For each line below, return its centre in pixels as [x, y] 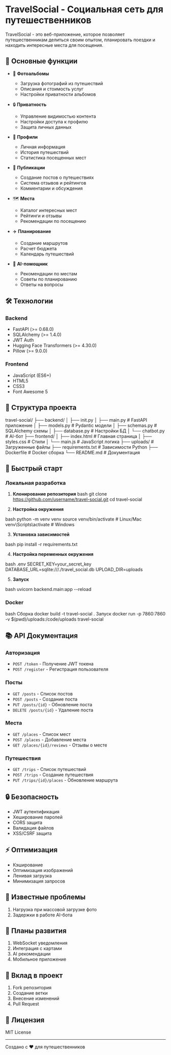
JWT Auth [23, 340]
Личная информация [43, 147]
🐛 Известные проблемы [45, 897]
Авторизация [23, 653]
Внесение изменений [36, 998]
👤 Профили [25, 137]
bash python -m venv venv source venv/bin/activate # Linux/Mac [74, 519]
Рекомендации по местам [49, 273]
